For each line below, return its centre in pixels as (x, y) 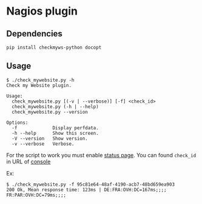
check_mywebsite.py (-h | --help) (55, 107)
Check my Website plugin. (39, 85)
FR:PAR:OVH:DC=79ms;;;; (36, 195)
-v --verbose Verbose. (43, 144)
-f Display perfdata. (55, 128)
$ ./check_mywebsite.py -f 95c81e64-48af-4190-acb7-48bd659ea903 (90, 184)
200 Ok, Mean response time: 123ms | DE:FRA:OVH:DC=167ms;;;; (86, 189)
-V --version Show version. (50, 138)
